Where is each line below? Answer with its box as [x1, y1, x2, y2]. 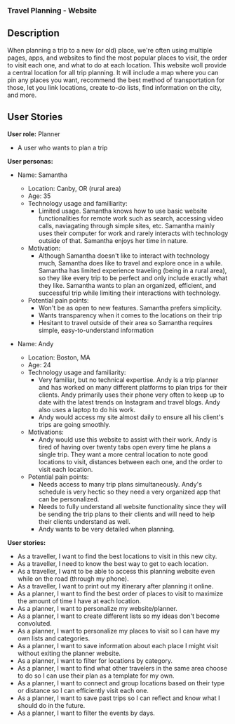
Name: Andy [17, 339, 54, 348]
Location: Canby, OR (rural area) [27, 184, 121, 192]
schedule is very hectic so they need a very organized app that [38, 487, 221, 496]
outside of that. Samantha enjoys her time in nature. [38, 236, 188, 244]
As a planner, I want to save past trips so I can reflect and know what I [17, 694, 220, 702]
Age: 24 [27, 360, 51, 369]
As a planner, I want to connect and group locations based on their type [17, 678, 225, 687]
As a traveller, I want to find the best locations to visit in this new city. [17, 552, 217, 560]
